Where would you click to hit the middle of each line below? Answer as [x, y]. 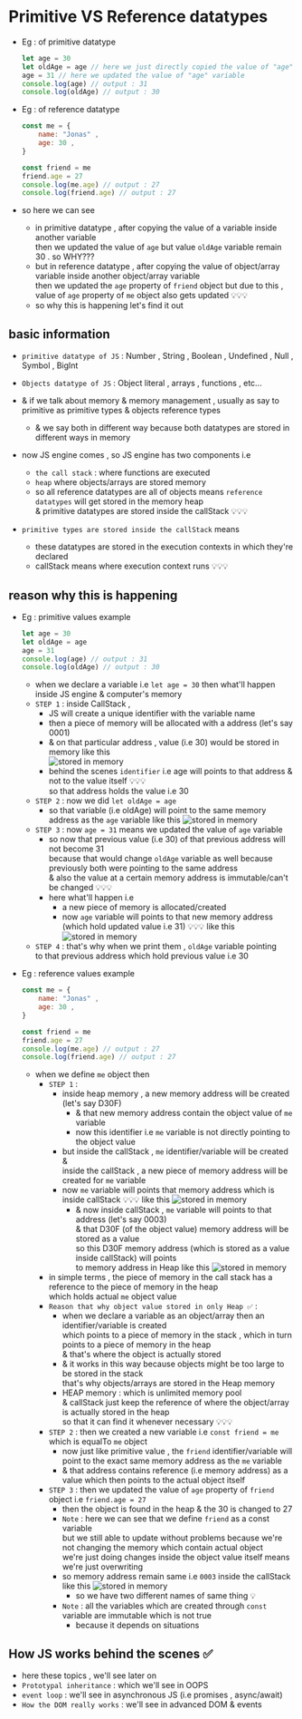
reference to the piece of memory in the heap [133, 1287]
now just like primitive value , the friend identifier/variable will [177, 1452]
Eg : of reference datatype [71, 110]
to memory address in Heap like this [142, 1267]
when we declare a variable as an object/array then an [163, 1316]
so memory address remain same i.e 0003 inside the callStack [176, 1577]
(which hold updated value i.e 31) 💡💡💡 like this [149, 927]
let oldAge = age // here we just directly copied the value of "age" [157, 67]
